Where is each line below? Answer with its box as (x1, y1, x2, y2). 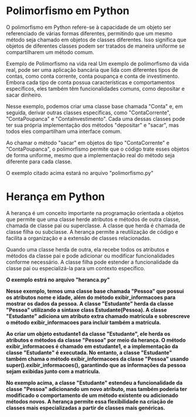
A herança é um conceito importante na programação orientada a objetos (6, 209, 184, 216)
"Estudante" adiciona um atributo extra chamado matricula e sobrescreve (6, 312, 190, 319)
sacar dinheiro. (6, 91, 42, 98)
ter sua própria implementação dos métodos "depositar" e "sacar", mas (6, 121, 179, 128)
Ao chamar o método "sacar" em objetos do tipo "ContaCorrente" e (6, 139, 170, 146)
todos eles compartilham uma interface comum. (6, 128, 122, 135)
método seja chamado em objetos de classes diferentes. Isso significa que (6, 36, 187, 43)
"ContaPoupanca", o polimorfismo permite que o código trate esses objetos (6, 145, 190, 153)
